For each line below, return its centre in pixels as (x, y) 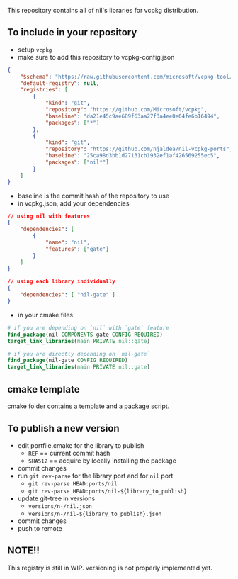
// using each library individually (61, 282)
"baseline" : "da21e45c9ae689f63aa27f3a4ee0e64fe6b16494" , (132, 116)
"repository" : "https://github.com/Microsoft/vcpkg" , (126, 110)
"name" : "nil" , (68, 243)
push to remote (40, 528)
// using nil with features (49, 216)
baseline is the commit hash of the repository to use (93, 196)
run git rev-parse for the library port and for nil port (95, 476)
